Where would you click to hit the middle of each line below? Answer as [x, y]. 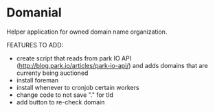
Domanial [34, 13]
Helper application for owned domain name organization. [87, 32]
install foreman [37, 80]
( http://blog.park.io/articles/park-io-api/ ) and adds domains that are [112, 65]
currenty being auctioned [52, 73]
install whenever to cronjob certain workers [78, 87]
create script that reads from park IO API [74, 58]
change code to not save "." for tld [65, 95]
